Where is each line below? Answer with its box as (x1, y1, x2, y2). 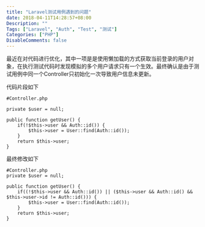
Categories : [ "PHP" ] (6, 32, 59, 38)
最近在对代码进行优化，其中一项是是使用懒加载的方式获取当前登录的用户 (6, 55, 188, 62)
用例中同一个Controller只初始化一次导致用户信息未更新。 (11, 70, 155, 77)
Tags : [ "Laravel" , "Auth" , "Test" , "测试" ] (6, 26, 117, 32)
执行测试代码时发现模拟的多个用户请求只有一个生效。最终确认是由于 (22, 62, 194, 70)
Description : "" (6, 20, 48, 26)
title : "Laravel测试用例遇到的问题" (6, 9, 92, 15)
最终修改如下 (6, 155, 39, 162)
